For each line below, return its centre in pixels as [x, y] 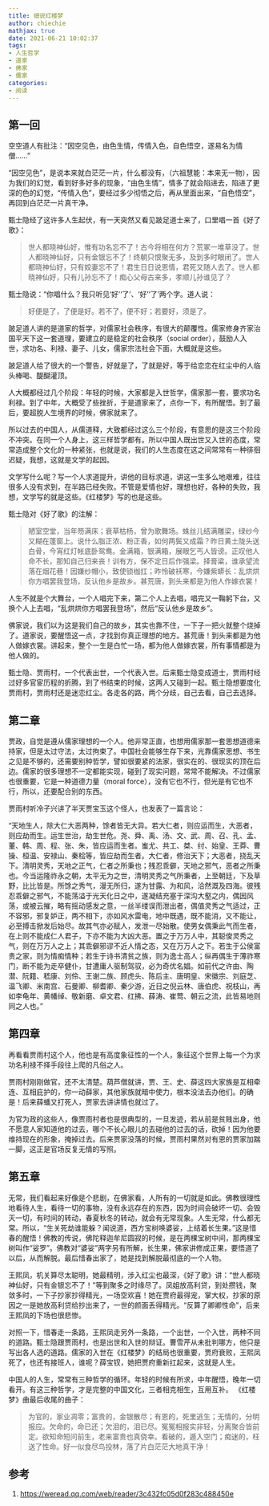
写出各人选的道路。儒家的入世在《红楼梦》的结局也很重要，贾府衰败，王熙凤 [134, 1352]
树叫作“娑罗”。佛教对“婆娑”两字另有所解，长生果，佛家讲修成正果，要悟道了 [134, 1248]
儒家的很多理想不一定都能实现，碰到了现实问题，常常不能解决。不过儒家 [141, 771]
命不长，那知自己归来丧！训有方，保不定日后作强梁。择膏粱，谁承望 [140, 561]
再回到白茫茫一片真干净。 [50, 203]
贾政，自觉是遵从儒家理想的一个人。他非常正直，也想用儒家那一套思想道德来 [134, 741]
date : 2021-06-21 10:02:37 [53, 38]
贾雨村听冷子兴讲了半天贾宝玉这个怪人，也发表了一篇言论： [106, 808]
